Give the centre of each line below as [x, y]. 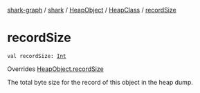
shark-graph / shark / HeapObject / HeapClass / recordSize [92, 10]
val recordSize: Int [37, 56]
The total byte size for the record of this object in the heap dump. [100, 82]
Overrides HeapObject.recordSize [55, 69]
